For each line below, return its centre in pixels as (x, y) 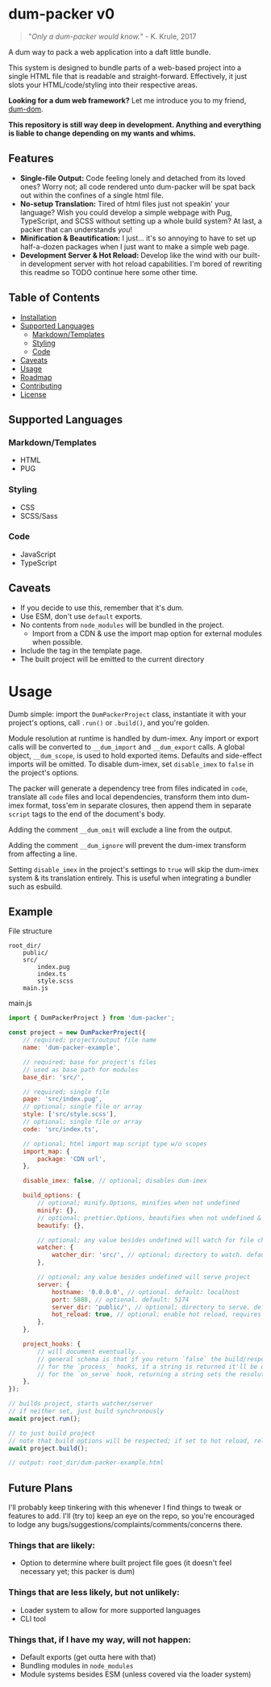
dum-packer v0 (62, 14)
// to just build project (52, 1433)
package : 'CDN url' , (72, 1159)
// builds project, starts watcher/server (81, 1404)
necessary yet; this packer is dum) (77, 1572)
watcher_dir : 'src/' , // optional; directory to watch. (147, 1255)
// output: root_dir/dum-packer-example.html (86, 1463)
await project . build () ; (48, 1448)
